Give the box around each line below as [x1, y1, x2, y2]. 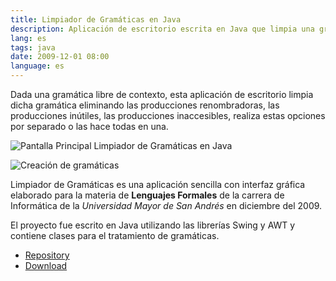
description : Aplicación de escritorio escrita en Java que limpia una [10, 24, 315, 34]
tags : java [10, 42, 56, 53]
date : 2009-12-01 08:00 [10, 52, 110, 62]
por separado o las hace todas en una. [10, 121, 169, 132]
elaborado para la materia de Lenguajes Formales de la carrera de [10, 189, 285, 201]
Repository [24, 249, 70, 261]
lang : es [10, 33, 47, 43]
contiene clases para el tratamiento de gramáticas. [10, 230, 220, 241]
